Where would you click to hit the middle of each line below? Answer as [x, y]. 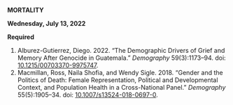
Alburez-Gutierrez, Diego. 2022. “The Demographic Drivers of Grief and [121, 50]
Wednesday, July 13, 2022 [47, 23]
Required [21, 37]
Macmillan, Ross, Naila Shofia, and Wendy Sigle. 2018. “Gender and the [120, 73]
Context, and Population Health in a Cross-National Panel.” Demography [121, 87]
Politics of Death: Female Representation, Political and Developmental [118, 80]
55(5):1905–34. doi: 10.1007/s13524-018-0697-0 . [88, 95]
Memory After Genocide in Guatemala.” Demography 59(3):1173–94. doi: [121, 58]
